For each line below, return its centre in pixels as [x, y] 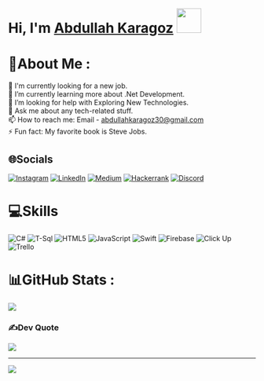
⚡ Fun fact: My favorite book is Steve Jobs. [78, 132]
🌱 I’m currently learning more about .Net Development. [97, 94]
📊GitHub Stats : [62, 280]
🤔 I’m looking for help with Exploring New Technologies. [99, 103]
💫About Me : [49, 64]
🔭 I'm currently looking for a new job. [68, 86]
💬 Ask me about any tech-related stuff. [71, 111]
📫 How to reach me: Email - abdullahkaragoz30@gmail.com [106, 120]
